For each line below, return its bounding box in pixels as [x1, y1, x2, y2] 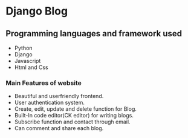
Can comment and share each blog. [14, 125, 104, 132]
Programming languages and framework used [5, 28, 183, 39]
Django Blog [5, 4, 68, 18]
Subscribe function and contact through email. [14, 118, 131, 125]
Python [14, 44, 33, 51]
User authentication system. [14, 99, 85, 107]
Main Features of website [5, 79, 82, 87]
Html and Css [14, 64, 49, 71]
